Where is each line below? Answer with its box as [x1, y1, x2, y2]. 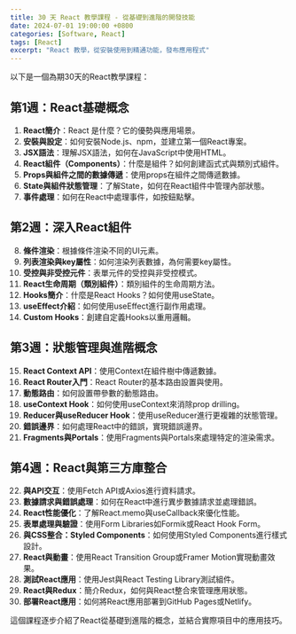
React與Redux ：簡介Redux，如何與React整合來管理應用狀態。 [22, 585, 253, 596]
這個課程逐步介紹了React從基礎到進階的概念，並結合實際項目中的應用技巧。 [10, 615, 287, 626]
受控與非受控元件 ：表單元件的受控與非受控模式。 [22, 267, 202, 278]
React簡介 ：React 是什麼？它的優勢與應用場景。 [22, 125, 200, 136]
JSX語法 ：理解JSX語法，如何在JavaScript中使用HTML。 [22, 147, 231, 158]
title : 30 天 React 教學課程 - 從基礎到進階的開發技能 [10, 12, 196, 22]
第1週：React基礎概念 [10, 99, 129, 115]
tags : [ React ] [10, 37, 63, 47]
